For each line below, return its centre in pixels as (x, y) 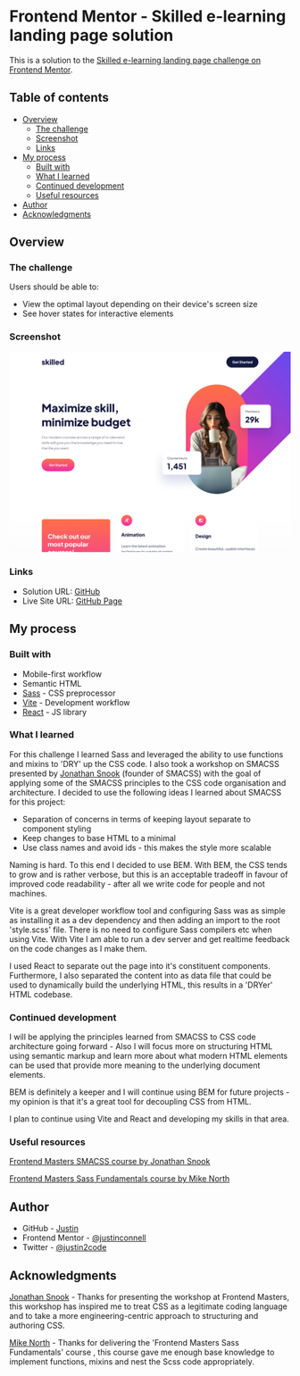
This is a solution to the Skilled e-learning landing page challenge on (135, 60)
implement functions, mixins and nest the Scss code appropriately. (132, 1362)
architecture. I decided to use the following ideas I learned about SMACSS (146, 792)
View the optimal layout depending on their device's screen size (140, 304)
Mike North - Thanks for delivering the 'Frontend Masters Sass (124, 1343)
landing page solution (92, 35)
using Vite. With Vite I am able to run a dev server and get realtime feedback (150, 938)
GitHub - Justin (50, 1229)
